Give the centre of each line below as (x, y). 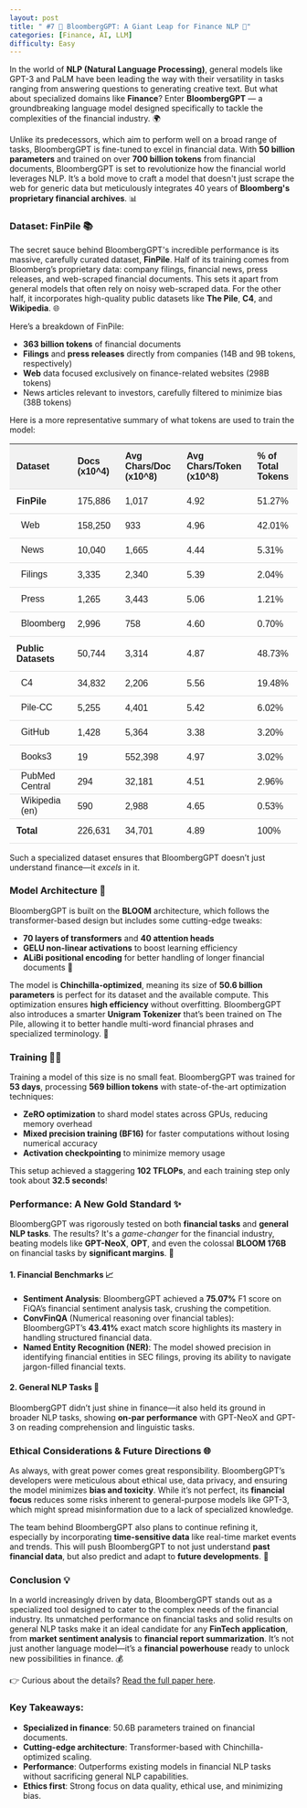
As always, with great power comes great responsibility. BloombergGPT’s (148, 1471)
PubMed (38, 776)
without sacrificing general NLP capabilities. (106, 1776)
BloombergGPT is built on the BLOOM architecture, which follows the (139, 910)
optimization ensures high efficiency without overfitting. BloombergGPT (145, 1004)
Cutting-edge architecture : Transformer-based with (122, 1747)
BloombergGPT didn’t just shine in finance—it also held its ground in (138, 1408)
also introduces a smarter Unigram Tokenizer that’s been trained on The (146, 1014)
